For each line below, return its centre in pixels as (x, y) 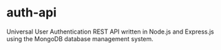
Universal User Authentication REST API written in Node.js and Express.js (110, 32)
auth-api (32, 13)
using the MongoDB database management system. (80, 38)
